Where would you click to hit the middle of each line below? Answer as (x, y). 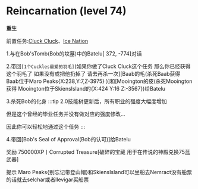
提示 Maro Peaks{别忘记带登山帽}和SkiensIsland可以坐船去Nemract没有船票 (99, 172)
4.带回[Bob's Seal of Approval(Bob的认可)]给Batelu (68, 139)
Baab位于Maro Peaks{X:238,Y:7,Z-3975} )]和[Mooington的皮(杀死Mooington (99, 81)
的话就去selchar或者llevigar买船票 (48, 179)
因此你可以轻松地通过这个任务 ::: (46, 126)
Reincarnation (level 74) (66, 11)
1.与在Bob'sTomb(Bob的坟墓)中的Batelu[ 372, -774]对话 (74, 53)
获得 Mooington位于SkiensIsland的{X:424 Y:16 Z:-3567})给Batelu (86, 88)
